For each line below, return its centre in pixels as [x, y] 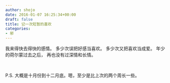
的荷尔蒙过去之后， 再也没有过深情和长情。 [50, 55]
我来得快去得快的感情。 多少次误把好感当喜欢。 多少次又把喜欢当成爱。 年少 [85, 48]
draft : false [19, 19]
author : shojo [20, 10]
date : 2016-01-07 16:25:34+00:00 [41, 15]
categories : [18, 29]
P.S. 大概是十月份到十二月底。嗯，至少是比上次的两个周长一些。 [73, 75]
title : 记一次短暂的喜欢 [29, 24]
